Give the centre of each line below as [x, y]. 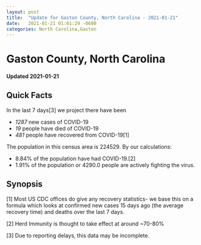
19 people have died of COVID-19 [57, 128]
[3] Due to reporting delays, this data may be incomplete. [78, 235]
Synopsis [24, 184]
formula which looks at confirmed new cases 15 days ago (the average [95, 205]
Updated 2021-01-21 [33, 76]
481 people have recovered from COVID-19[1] [72, 135]
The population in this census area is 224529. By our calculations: [89, 146]
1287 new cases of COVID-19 [52, 122]
